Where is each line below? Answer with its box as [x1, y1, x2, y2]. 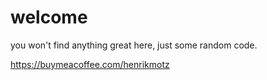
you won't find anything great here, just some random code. [10, 39, 258, 51]
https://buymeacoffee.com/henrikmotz [10, 58, 170, 70]
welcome [10, 6, 88, 29]
